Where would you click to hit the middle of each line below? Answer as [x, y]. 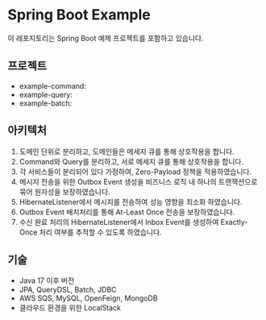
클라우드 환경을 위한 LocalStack [70, 308]
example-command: [52, 85]
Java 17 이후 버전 [47, 281]
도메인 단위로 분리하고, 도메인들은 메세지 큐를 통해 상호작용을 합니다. [127, 152]
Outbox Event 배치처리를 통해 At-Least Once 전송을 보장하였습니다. [127, 212]
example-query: [46, 94]
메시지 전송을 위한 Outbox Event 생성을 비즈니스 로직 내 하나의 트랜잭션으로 [138, 181]
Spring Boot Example [79, 15]
